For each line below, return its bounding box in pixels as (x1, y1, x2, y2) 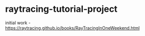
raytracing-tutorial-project (5, 3, 118, 15)
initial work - (5, 20, 31, 26)
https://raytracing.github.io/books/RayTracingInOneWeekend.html (5, 25, 140, 31)
